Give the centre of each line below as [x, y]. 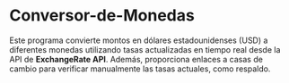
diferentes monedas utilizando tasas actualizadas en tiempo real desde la [145, 49]
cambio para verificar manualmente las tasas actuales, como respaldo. [140, 69]
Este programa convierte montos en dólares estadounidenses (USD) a [139, 40]
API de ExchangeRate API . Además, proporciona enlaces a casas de [136, 59]
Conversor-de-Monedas [102, 16]
